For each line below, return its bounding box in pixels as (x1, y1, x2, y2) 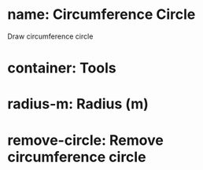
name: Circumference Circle (7, 6, 196, 24)
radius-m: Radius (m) (7, 95, 149, 113)
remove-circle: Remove (7, 131, 164, 149)
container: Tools (7, 59, 116, 77)
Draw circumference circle (7, 31, 94, 41)
